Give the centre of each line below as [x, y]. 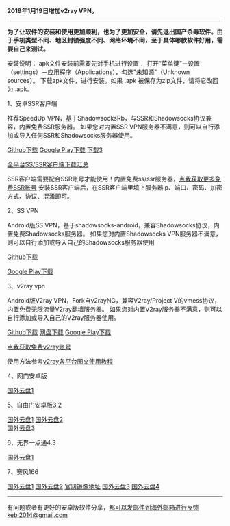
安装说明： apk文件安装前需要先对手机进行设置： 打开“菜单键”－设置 [104, 63]
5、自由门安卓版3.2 [35, 405]
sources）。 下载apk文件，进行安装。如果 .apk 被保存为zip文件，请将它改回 [113, 80]
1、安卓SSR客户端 [32, 103]
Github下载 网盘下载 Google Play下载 [59, 332]
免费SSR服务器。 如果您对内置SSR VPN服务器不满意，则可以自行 [122, 127]
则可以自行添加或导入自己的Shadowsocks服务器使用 [81, 242]
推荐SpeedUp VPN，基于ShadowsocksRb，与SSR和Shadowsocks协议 [106, 118]
